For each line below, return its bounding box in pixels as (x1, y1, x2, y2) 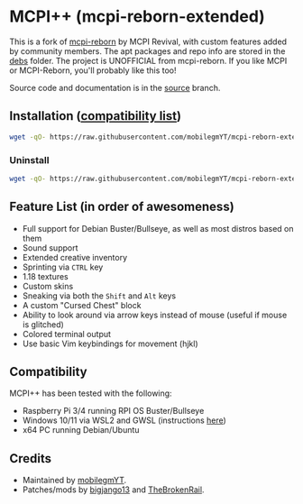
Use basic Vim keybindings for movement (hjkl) (22, 338, 198, 349)
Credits (9, 451, 52, 466)
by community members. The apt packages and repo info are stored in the (9, 45, 286, 56)
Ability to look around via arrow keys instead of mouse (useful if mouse (22, 309, 288, 320)
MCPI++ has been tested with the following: (9, 388, 173, 399)
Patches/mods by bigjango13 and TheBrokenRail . (22, 484, 205, 495)
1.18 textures (22, 270, 69, 281)
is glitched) (22, 318, 65, 330)
